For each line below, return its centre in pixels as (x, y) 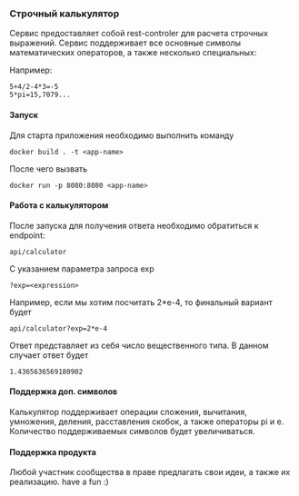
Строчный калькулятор (65, 14)
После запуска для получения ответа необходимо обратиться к (134, 225)
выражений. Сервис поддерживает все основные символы (125, 43)
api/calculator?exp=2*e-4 (58, 328)
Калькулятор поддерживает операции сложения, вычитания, (129, 412)
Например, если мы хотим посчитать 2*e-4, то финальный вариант (141, 302)
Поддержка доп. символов (64, 392)
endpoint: (27, 235)
